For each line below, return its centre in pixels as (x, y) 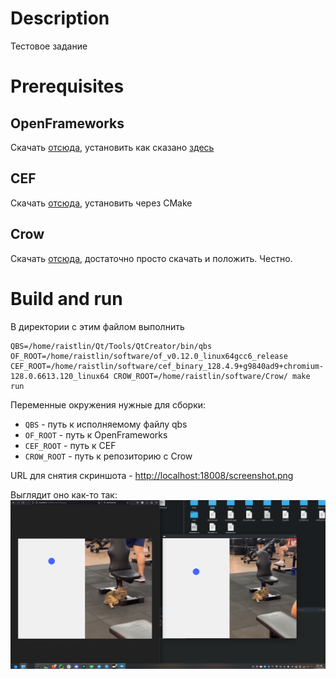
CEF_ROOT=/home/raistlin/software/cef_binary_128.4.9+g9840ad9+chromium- (167, 366)
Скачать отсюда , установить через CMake (101, 203)
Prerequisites (67, 86)
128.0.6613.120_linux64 (60, 376)
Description (60, 18)
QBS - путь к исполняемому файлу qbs (106, 424)
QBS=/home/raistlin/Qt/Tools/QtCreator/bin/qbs (111, 346)
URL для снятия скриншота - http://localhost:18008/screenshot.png (152, 475)
